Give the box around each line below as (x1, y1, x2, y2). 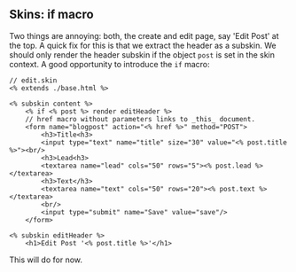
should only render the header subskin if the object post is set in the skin (9, 49, 276, 60)
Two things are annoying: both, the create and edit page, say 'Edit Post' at (9, 30, 279, 41)
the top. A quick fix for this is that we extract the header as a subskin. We (9, 40, 277, 51)
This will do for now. (9, 254, 82, 265)
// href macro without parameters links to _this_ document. (25, 114, 255, 123)
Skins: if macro (9, 7, 95, 22)
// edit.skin (9, 75, 58, 85)
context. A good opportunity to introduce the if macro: (9, 58, 210, 69)
